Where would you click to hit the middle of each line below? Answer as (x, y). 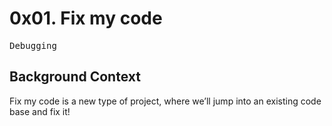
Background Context (75, 77)
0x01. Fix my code (86, 18)
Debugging (33, 45)
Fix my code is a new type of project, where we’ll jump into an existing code (165, 101)
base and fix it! (40, 111)
